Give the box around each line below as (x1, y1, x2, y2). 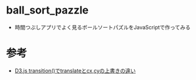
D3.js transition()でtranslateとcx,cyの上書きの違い (14, 67, 136, 74)
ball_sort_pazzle (6, 4, 89, 17)
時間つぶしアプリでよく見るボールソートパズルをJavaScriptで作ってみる (14, 24, 191, 31)
